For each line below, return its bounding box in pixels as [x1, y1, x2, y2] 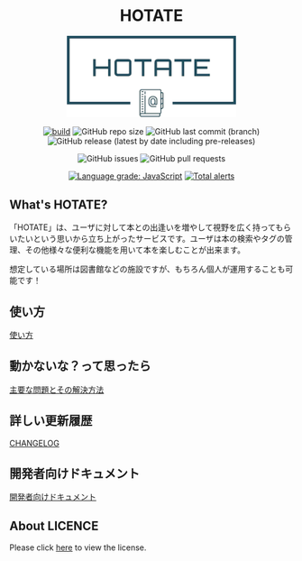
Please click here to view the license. [9, 542, 147, 553]
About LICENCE [9, 518, 99, 533]
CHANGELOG [9, 437, 60, 448]
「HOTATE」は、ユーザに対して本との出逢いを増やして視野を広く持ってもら [9, 222, 291, 233]
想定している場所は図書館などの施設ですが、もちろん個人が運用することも [9, 263, 286, 275]
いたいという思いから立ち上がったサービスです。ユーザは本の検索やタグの [9, 234, 286, 244]
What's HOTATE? [9, 197, 108, 212]
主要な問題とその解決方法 [9, 384, 105, 395]
